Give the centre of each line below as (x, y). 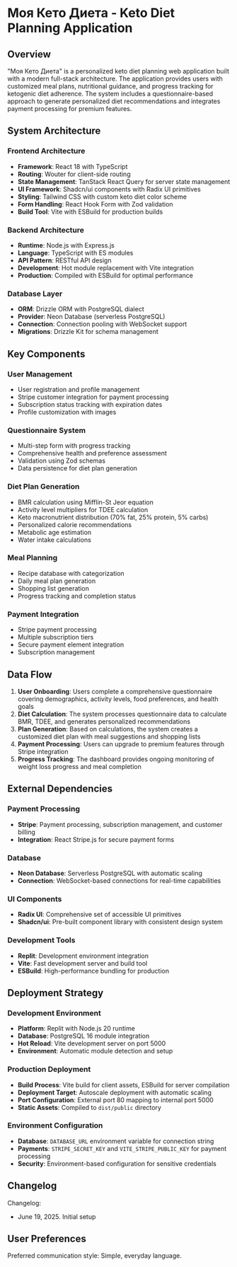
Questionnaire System (47, 430)
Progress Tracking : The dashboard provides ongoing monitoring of (116, 759)
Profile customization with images (67, 412)
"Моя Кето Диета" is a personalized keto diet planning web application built (118, 71)
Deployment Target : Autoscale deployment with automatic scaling (115, 1092)
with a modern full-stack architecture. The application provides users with (115, 79)
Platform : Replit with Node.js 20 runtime (76, 1029)
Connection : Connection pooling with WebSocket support (102, 324)
